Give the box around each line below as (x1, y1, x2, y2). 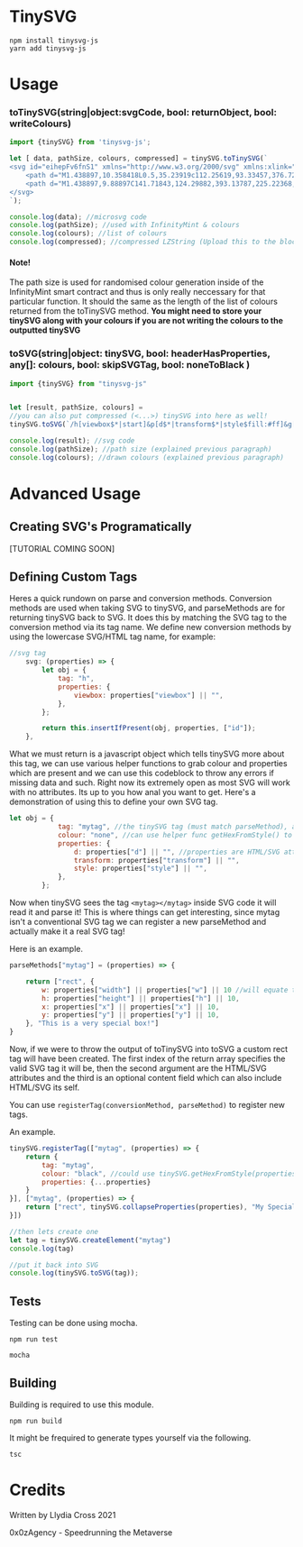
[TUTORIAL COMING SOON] (9, 543, 115, 554)
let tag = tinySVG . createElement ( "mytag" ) (9, 1235, 171, 1245)
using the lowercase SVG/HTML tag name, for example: (9, 631, 216, 642)
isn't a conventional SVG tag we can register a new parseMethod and (9, 917, 267, 928)
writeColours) (9, 117, 72, 130)
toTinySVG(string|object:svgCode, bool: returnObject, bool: (9, 106, 278, 119)
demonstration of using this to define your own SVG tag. (9, 796, 218, 808)
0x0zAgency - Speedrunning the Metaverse (9, 1526, 173, 1538)
